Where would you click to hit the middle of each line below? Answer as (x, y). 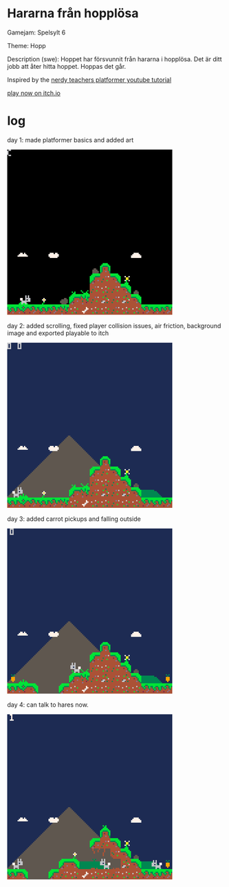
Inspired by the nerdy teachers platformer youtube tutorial (89, 79)
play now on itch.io (34, 93)
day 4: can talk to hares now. (48, 705)
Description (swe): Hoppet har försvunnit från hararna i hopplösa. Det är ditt (115, 59)
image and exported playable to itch (58, 333)
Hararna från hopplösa (73, 13)
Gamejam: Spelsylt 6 (36, 32)
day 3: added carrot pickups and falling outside (74, 519)
